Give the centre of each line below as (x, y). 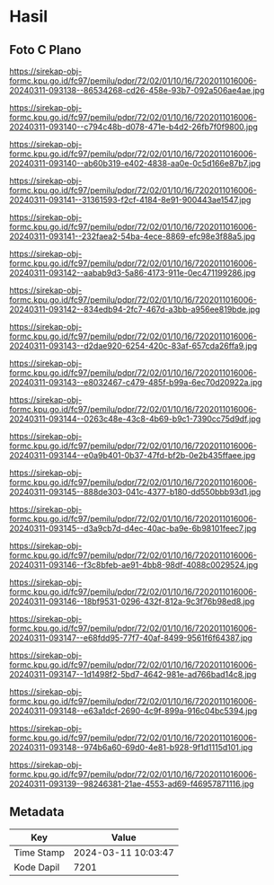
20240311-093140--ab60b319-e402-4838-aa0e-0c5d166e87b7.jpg (135, 163)
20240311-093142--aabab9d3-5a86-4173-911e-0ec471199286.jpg (133, 273)
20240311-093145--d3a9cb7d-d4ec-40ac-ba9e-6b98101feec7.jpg (133, 528)
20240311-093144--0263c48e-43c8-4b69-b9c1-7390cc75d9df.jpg (135, 419)
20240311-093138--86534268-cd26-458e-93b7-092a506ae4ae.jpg (137, 90)
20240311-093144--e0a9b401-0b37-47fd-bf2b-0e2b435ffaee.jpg (133, 455)
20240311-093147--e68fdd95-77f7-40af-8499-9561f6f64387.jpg (131, 638)
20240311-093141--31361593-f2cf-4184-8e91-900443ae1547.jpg (130, 200)
